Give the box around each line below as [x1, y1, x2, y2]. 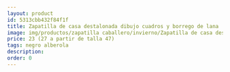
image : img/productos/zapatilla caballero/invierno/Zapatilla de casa [7, 29, 213, 36]
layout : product [7, 10, 53, 17]
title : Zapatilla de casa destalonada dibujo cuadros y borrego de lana [7, 23, 219, 29]
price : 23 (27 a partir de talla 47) [7, 36, 115, 43]
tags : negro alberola [7, 42, 69, 49]
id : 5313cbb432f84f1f [7, 16, 69, 23]
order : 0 [7, 55, 32, 62]
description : [7, 49, 44, 56]
